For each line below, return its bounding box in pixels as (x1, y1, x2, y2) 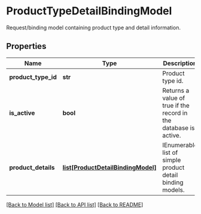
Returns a (162, 86, 190, 94)
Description (163, 59, 197, 67)
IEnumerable (162, 140, 198, 149)
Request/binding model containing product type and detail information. (6, 24, 181, 31)
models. (162, 185, 185, 194)
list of (162, 148, 178, 157)
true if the (162, 101, 190, 109)
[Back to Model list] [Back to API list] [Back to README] (6, 201, 144, 208)
